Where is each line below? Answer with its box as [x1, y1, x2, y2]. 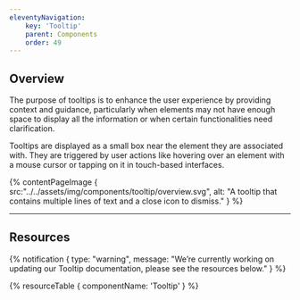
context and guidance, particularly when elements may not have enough [9, 104, 276, 115]
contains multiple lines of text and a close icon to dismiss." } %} [9, 196, 244, 206]
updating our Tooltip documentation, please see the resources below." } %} [9, 262, 287, 273]
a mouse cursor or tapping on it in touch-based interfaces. [9, 160, 225, 171]
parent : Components [25, 29, 98, 38]
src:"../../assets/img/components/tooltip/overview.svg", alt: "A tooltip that [9, 187, 278, 197]
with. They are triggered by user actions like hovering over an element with [9, 150, 285, 161]
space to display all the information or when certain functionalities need [9, 113, 273, 125]
